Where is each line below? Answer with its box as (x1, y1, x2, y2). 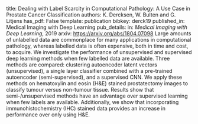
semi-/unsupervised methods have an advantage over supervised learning (6, 92, 188, 99)
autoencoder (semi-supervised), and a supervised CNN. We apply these (6, 73, 182, 81)
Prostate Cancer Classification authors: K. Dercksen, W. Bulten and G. (6, 11, 176, 18)
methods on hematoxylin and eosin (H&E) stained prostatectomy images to (6, 80, 188, 87)
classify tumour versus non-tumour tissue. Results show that (6, 86, 154, 93)
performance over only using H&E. (6, 111, 90, 118)
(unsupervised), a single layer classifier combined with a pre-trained (6, 68, 173, 74)
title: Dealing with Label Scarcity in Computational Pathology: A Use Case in (6, 5, 191, 12)
